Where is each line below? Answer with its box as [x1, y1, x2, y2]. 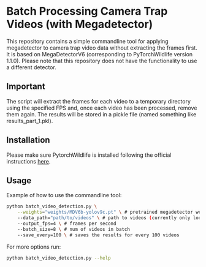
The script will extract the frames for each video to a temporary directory [6, 97, 191, 105]
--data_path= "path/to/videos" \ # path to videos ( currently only [17, 215, 191, 221]
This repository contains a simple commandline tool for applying [6, 37, 169, 45]
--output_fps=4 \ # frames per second [17, 220, 116, 227]
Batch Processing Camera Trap [6, 4, 168, 18]
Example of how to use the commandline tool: [6, 192, 122, 199]
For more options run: [6, 243, 61, 250]
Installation [6, 135, 50, 145]
